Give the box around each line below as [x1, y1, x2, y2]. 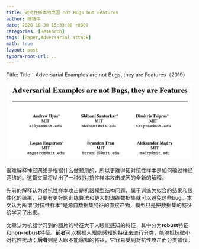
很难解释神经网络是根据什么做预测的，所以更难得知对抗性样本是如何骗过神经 [6, 167, 193, 174]
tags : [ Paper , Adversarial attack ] [6, 34, 92, 41]
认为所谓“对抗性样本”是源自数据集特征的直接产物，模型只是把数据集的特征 [11, 202, 192, 209]
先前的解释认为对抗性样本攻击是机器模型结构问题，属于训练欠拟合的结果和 [6, 187, 188, 194]
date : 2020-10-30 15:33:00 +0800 [6, 22, 89, 28]
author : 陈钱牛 [6, 15, 41, 22]
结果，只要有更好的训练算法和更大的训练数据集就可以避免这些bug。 [21, 194, 187, 201]
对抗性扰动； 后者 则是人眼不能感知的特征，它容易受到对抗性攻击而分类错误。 [6, 236, 193, 243]
